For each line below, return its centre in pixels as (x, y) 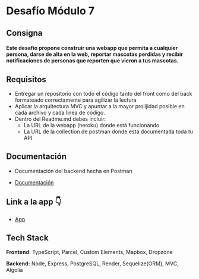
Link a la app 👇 (34, 202)
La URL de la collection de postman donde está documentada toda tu (108, 131)
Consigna (24, 33)
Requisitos (26, 79)
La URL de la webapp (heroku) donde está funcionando (91, 125)
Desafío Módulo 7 (50, 11)
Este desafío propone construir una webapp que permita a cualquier (92, 48)
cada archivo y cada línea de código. (60, 112)
